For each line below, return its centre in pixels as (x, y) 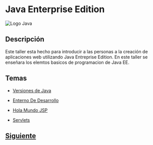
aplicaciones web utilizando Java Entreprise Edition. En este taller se (76, 57)
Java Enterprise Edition (55, 9)
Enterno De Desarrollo (36, 100)
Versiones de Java (32, 90)
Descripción (25, 39)
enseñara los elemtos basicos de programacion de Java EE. (67, 62)
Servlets (21, 120)
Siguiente (21, 136)
